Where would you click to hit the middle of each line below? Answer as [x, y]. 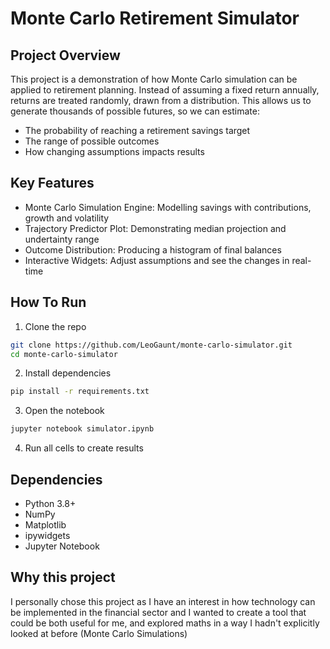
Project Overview [65, 55]
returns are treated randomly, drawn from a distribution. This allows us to [161, 100]
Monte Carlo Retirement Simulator [155, 18]
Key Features [52, 183]
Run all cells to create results [84, 448]
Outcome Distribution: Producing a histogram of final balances [153, 249]
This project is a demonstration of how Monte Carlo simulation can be [154, 79]
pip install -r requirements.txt [80, 392]
